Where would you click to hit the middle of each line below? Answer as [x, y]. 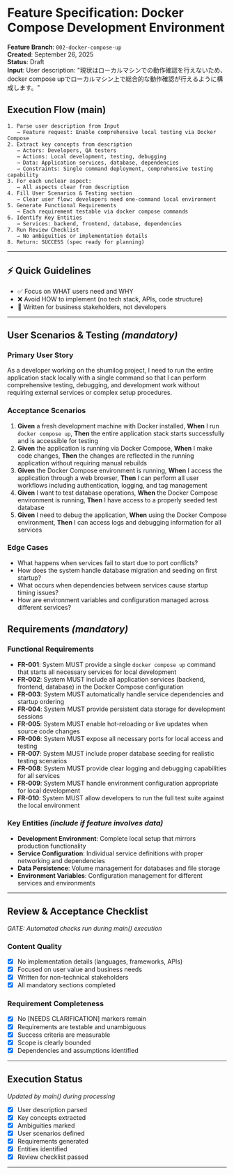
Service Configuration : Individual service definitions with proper [110, 853]
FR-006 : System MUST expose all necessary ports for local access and [120, 738]
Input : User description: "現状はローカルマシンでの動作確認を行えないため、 [117, 70]
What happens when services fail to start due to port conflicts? [108, 562]
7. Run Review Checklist [43, 230]
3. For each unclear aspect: [49, 181]
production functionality [52, 846]
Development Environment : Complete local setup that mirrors [107, 838]
